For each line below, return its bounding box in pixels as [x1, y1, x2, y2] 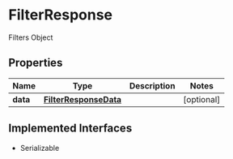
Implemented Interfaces [8, 122, 133, 135]
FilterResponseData [43, 93, 122, 105]
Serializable [19, 143, 60, 153]
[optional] [183, 93, 221, 105]
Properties [8, 56, 63, 70]
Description [129, 79, 176, 91]
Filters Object [8, 32, 53, 42]
